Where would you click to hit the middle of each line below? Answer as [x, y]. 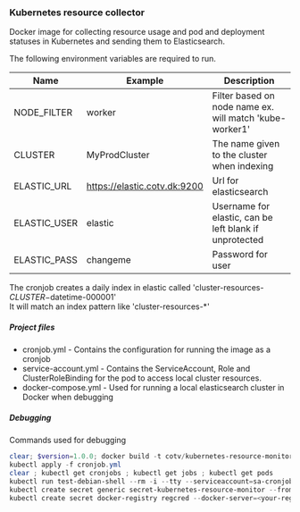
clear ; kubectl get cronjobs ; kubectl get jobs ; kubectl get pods [142, 473]
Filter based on [243, 96]
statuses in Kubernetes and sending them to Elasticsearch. [117, 41]
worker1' [231, 130]
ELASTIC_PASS [46, 260]
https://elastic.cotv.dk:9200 [145, 187]
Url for [225, 180]
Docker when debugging [68, 397]
